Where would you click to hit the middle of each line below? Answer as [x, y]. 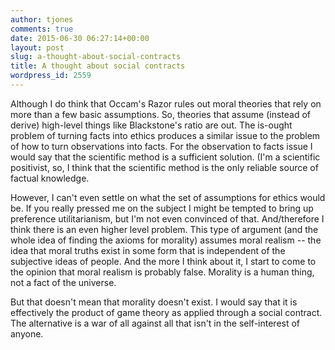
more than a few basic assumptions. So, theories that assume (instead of [161, 114]
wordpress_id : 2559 [51, 76]
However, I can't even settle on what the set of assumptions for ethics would [168, 197]
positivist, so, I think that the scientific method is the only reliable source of [164, 167]
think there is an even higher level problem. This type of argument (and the [164, 229]
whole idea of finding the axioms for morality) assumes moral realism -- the [166, 240]
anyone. [27, 333]
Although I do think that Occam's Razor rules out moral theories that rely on [166, 103]
